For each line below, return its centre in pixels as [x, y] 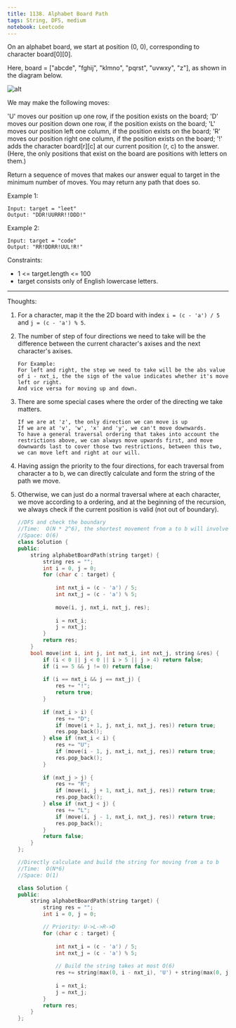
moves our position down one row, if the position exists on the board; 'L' [111, 124]
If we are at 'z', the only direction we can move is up [103, 422]
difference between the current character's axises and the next [109, 344]
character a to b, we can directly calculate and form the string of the [116, 474]
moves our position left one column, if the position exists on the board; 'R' [114, 132]
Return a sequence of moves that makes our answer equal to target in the [113, 175]
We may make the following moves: [59, 103]
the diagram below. [35, 75]
